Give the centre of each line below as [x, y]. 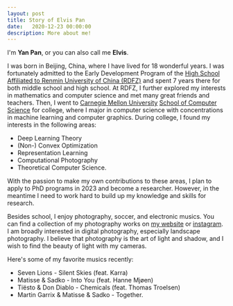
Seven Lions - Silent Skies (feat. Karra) [72, 273]
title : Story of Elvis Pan [46, 20]
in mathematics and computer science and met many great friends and [109, 96]
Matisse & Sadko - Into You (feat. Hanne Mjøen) [85, 280]
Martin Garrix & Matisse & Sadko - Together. [80, 295]
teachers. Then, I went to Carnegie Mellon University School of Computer [112, 103]
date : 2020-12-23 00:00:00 [49, 26]
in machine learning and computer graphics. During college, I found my [109, 118]
